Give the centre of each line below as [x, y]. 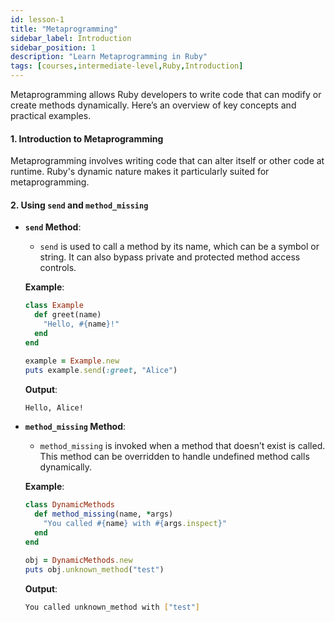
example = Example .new [72, 361]
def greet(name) [68, 315]
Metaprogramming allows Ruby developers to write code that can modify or [166, 94]
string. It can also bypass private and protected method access [170, 257]
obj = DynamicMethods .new [78, 560]
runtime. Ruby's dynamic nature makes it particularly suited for [140, 172]
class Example [54, 306]
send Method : [53, 227]
